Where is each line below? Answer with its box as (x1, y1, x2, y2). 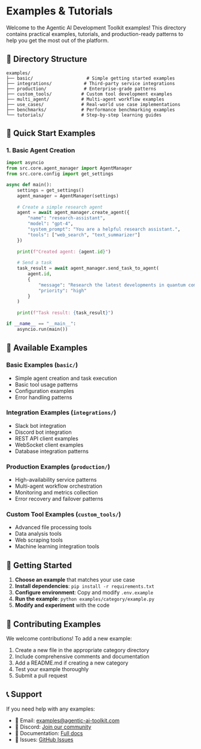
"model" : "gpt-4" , (28, 221, 74, 227)
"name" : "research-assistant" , (28, 215, 106, 221)
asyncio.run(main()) (17, 326, 68, 332)
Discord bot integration (14, 428, 72, 436)
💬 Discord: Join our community (14, 723, 92, 730)
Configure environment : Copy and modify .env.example (14, 589, 154, 596)
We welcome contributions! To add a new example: (6, 635, 132, 642)
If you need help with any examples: (6, 705, 96, 712)
